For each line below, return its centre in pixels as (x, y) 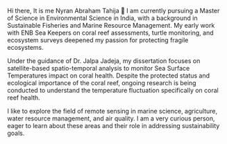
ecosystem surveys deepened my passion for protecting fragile (98, 40)
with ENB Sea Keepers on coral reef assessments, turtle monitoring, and (110, 33)
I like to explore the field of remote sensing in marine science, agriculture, (112, 111)
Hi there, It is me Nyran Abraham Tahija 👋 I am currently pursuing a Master (113, 11)
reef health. (24, 98)
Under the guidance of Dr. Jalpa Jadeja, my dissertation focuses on (104, 61)
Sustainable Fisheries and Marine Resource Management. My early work (111, 25)
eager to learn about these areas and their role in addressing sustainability (113, 126)
